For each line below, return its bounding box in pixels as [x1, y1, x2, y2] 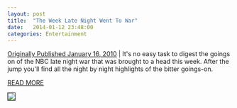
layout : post [7, 10, 46, 18]
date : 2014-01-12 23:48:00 [7, 23, 94, 31]
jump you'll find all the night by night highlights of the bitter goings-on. [7, 65, 214, 73]
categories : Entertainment [7, 30, 87, 38]
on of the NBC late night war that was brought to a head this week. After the [7, 58, 229, 66]
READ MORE [7, 79, 44, 87]
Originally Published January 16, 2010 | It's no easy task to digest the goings [7, 50, 231, 58]
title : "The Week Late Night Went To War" [7, 17, 138, 24]
